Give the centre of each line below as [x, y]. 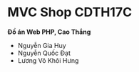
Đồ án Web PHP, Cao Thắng [49, 32]
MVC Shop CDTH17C [70, 12]
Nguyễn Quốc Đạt [44, 53]
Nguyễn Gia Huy [42, 45]
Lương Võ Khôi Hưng [48, 60]
